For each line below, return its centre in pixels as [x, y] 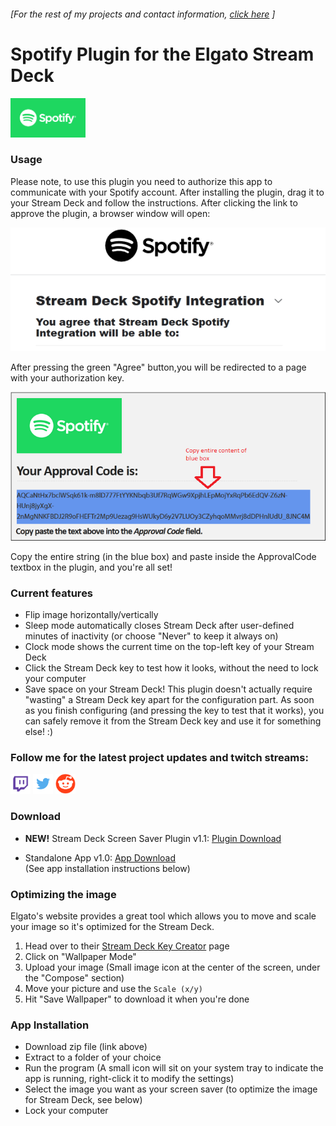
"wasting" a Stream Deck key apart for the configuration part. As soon [169, 700]
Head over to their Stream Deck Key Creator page [127, 946]
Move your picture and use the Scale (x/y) [113, 989]
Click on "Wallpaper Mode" [80, 957]
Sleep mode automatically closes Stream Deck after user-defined [159, 626]
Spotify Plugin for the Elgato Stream [162, 54]
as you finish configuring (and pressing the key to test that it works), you [174, 711]
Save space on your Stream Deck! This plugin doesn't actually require [168, 689]
